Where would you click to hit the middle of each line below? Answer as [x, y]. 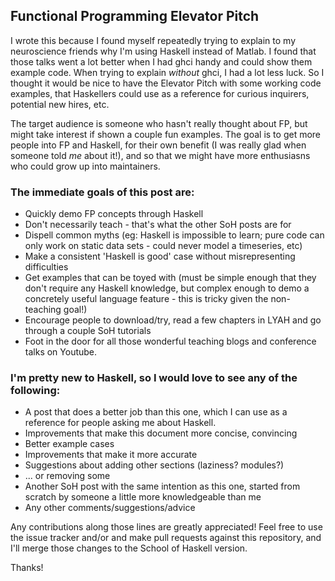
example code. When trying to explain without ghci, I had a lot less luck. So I [167, 72]
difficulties [46, 267]
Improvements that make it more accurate [111, 455]
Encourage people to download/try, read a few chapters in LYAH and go [173, 320]
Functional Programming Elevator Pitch [135, 16]
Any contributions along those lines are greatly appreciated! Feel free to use [166, 527]
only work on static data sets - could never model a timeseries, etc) [163, 246]
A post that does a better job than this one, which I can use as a [156, 412]
